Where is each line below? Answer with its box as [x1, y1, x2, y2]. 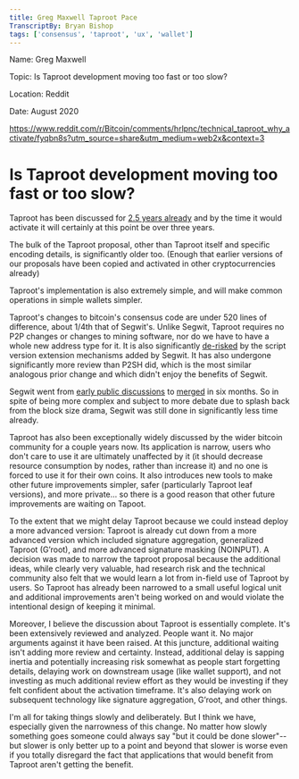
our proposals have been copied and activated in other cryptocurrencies [9, 258, 276, 269]
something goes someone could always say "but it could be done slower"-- [9, 731, 287, 741]
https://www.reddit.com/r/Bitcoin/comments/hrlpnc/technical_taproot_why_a [9, 123, 290, 134]
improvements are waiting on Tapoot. [9, 498, 146, 509]
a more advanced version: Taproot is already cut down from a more [9, 525, 257, 536]
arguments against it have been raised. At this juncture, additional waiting [9, 638, 279, 649]
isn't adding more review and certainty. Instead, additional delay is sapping [9, 647, 285, 658]
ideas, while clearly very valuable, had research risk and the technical [9, 564, 266, 574]
